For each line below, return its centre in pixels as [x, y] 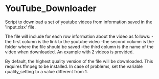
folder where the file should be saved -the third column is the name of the [79, 47]
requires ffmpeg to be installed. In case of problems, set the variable [74, 66]
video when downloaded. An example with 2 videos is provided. [69, 52]
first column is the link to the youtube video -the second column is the [83, 41]
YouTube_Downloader [51, 8]
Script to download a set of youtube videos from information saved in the [79, 22]
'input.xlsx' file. [20, 27]
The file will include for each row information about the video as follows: [78, 36]
